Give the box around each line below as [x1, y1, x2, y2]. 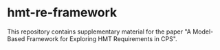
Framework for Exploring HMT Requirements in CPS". [26, 34, 177, 42]
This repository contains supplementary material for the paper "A [7, 27, 191, 36]
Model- [192, 27, 214, 36]
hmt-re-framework [7, 5, 118, 21]
